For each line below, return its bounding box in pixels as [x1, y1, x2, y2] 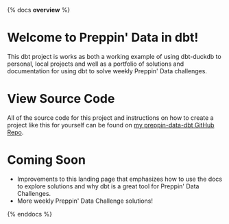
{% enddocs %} [7, 210, 53, 218]
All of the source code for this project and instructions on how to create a [7, 113, 214, 122]
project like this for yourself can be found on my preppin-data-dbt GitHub [7, 121, 215, 129]
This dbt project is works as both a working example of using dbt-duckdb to [7, 52, 221, 60]
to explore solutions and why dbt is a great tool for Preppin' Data [16, 182, 200, 190]
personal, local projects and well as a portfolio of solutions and [7, 60, 184, 68]
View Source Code [7, 91, 115, 107]
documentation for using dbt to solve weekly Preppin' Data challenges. [7, 66, 208, 75]
